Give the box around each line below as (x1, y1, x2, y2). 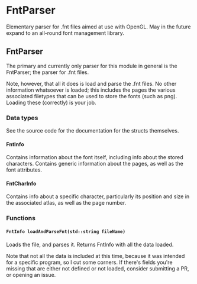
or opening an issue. (6, 271, 56, 278)
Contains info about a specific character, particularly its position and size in (6, 193, 190, 200)
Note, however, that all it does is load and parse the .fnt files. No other (6, 80, 177, 87)
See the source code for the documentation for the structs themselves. (6, 127, 179, 134)
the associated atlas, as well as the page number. (6, 199, 127, 206)
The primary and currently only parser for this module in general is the (6, 62, 177, 69)
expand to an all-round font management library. (6, 29, 124, 36)
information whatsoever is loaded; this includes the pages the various (6, 86, 176, 93)
